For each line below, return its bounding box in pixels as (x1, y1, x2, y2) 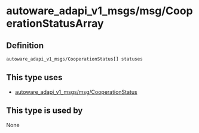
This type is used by (6, 106, 83, 116)
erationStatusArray (6, 17, 104, 30)
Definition (6, 40, 44, 50)
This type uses (6, 72, 63, 83)
